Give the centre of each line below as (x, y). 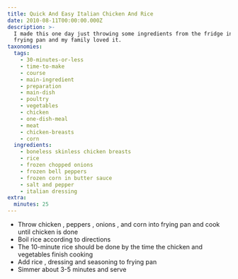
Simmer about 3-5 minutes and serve (72, 269)
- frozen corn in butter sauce (66, 178)
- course (33, 73)
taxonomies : (25, 47)
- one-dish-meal (44, 119)
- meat (30, 125)
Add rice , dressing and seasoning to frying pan (87, 262)
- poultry (35, 100)
